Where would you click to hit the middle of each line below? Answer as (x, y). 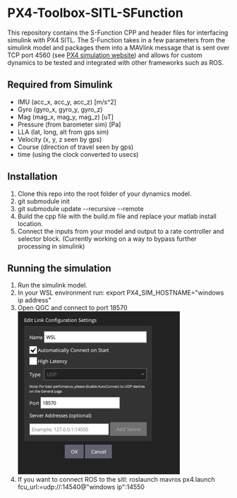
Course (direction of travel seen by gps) (75, 147)
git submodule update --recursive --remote (80, 208)
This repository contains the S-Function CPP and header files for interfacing (118, 32)
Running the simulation (59, 268)
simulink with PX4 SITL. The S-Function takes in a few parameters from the (116, 40)
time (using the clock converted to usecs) (78, 154)
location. (30, 223)
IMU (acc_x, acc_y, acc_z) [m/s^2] (67, 102)
